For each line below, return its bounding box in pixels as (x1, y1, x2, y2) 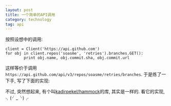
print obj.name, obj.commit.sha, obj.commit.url (24, 56, 130, 61)
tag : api (5, 21, 24, 27)
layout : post (5, 7, 33, 13)
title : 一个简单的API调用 (5, 12, 55, 17)
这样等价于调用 (5, 65, 37, 71)
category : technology (5, 17, 52, 22)
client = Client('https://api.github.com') (5, 46, 100, 51)
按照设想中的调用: (5, 36, 43, 42)
